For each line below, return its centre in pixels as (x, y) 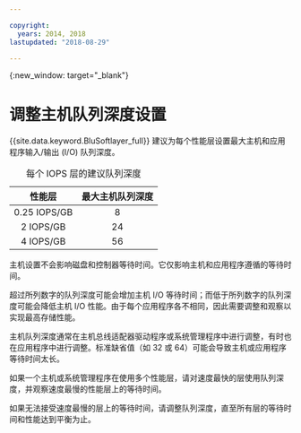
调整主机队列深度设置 (88, 114)
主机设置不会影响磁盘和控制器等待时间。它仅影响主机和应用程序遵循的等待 (146, 264)
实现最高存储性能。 (45, 317)
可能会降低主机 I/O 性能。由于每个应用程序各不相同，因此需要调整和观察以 (154, 307)
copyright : (30, 25)
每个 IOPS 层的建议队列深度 (83, 174)
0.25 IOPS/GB (43, 212)
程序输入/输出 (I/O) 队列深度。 (64, 152)
